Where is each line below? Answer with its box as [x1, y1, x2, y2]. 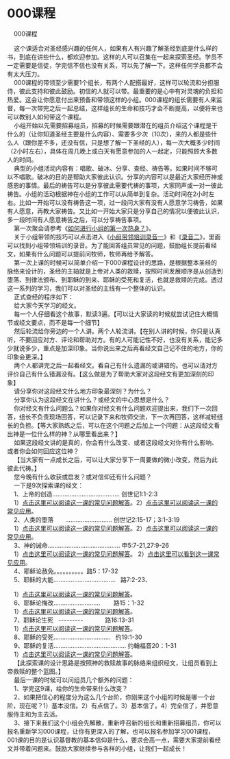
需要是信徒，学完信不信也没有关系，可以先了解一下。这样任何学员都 [18, 61, 211, 69]
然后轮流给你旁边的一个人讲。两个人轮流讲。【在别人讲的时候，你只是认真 [13, 326, 221, 335]
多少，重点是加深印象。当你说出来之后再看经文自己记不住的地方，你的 [25, 344, 223, 352]
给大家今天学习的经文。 [13, 301, 80, 309]
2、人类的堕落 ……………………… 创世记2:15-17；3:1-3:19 [13, 515, 180, 524]
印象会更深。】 [7, 352, 47, 361]
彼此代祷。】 [7, 463, 40, 472]
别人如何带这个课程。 [25, 112, 86, 121]
